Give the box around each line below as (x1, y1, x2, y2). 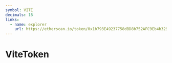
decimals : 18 (5, 12, 33, 17)
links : (5, 17, 19, 22)
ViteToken (5, 49, 50, 60)
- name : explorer (10, 22, 47, 27)
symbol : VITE (5, 7, 33, 13)
